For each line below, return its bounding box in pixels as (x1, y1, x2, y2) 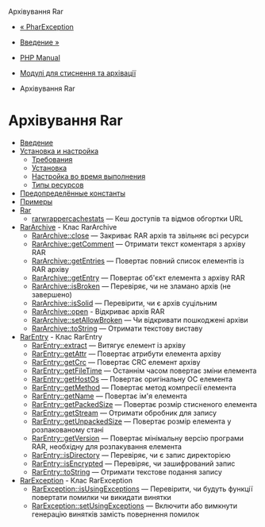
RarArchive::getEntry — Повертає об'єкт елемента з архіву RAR (31, 273, 245, 282)
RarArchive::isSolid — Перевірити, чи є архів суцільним (31, 298, 217, 308)
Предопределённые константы (19, 188, 125, 198)
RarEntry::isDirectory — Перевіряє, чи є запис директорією (31, 450, 232, 459)
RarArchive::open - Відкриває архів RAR (31, 306, 165, 316)
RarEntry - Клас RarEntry (19, 331, 103, 341)
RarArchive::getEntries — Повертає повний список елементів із (31, 256, 244, 265)
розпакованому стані (31, 424, 105, 434)
